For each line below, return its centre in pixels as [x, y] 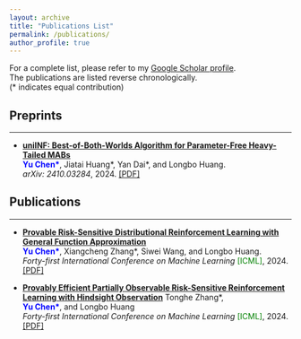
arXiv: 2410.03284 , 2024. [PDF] [81, 174]
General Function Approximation [84, 241]
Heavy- [263, 145]
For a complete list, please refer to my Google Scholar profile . [123, 68]
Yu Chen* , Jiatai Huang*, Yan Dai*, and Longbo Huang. [124, 165]
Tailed [34, 155]
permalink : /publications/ [60, 34]
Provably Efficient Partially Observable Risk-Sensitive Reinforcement [153, 287]
